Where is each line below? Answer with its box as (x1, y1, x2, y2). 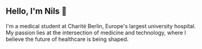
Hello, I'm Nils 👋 (6, 6, 67, 17)
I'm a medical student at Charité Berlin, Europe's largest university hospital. (6, 22, 196, 29)
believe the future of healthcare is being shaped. (6, 35, 129, 43)
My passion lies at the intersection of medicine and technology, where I (6, 29, 187, 36)
